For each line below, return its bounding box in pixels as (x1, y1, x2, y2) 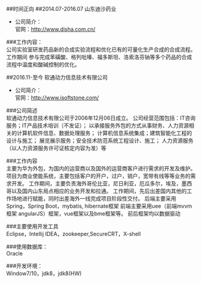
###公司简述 (6, 107, 38, 114)
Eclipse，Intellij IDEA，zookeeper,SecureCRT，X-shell (6, 231, 141, 237)
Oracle (6, 250, 23, 257)
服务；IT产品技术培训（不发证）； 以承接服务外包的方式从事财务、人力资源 (6, 122, 189, 129)
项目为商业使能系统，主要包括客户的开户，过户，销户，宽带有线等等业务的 (6, 172, 191, 179)
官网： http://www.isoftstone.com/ (14, 94, 99, 101)
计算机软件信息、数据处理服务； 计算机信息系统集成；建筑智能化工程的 (16, 129, 192, 137)
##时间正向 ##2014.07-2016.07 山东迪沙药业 (6, 5, 117, 12)
